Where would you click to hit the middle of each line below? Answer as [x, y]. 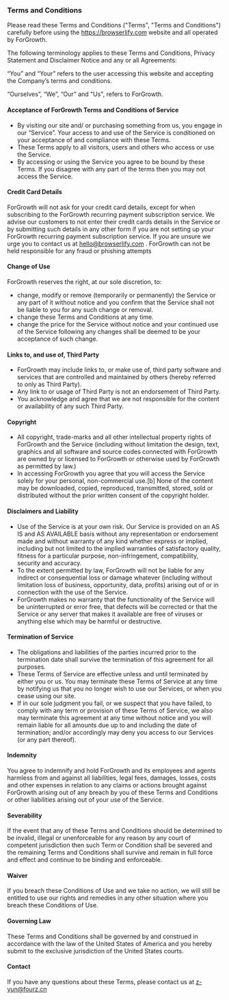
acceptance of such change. [57, 339]
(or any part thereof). [46, 739]
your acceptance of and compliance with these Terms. [94, 140]
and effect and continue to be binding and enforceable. [85, 860]
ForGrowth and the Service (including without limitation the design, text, [118, 444]
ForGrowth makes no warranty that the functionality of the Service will [116, 599]
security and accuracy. [49, 563]
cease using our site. [46, 695]
